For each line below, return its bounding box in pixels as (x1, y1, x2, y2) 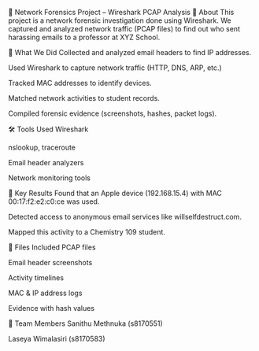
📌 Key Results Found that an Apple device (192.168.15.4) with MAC (8, 189, 223, 198)
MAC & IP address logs (8, 288, 83, 297)
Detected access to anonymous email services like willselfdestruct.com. (8, 212, 242, 221)
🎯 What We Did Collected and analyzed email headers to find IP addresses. (8, 48, 252, 57)
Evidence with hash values (8, 304, 95, 312)
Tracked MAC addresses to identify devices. (8, 79, 152, 87)
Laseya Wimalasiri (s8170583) (8, 334, 105, 343)
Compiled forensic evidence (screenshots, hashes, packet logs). (8, 109, 217, 118)
